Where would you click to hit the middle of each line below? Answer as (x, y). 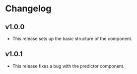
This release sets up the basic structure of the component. (72, 38)
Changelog (28, 9)
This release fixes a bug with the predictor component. (68, 66)
